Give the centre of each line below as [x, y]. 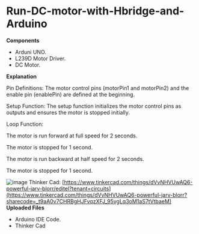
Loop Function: [25, 124]
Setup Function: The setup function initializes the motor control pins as [94, 106]
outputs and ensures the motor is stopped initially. [68, 112]
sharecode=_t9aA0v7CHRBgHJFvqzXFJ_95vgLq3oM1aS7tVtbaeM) [89, 201]
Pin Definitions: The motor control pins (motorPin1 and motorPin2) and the [98, 88]
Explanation [22, 76]
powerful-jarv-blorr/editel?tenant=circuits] [59, 188]
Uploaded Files [26, 208]
